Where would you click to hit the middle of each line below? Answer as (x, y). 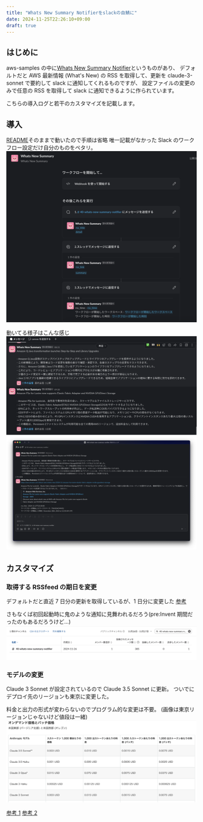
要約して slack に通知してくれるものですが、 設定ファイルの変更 (110, 83)
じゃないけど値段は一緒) (57, 717)
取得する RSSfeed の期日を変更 (52, 587)
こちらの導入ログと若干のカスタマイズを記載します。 (72, 103)
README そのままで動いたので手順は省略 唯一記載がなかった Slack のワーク (100, 140)
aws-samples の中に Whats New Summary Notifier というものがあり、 (92, 68)
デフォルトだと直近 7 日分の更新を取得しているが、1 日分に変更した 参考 (96, 601)
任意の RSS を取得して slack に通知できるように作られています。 (97, 91)
